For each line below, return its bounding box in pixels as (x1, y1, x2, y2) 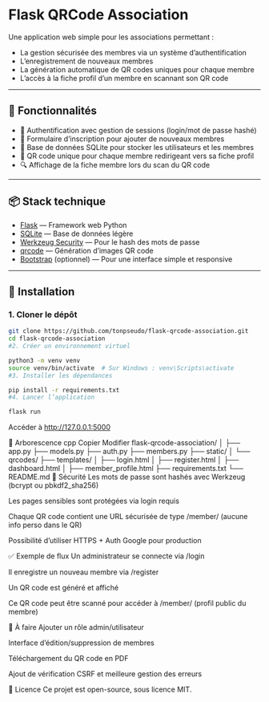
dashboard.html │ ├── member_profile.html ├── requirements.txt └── (8, 464, 244, 473)
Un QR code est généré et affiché (8, 583, 118, 593)
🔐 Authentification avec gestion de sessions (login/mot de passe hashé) (19, 125, 258, 135)
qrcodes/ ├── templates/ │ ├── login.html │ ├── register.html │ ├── (8, 455, 239, 465)
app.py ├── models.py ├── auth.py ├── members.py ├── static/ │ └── (8, 447, 251, 457)
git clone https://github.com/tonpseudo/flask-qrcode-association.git (8, 327, 249, 335)
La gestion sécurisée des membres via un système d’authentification (19, 47, 247, 57)
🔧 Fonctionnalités (8, 104, 98, 118)
